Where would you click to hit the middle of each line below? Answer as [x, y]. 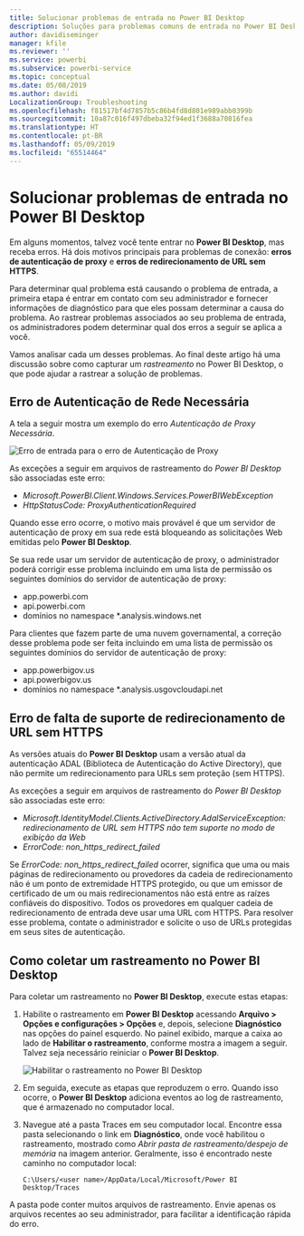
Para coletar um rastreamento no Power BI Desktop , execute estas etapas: [149, 997]
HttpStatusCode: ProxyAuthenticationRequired [109, 505]
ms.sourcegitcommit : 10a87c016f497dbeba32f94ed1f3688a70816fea [131, 119]
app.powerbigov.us [58, 670]
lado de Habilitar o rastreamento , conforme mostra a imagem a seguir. [155, 1043]
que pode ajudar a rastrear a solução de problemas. [106, 374]
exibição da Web [54, 837]
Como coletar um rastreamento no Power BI [135, 961]
